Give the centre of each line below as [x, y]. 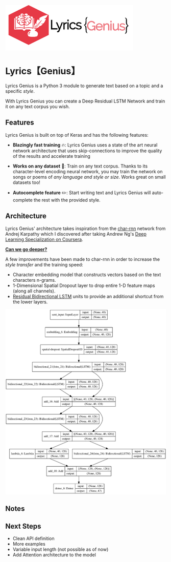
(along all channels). [34, 291]
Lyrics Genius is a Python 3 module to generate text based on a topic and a [84, 86]
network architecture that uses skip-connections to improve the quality [87, 151]
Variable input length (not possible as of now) [60, 549]
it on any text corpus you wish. [38, 106]
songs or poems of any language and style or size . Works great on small [89, 177]
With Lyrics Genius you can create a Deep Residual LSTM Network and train [85, 101]
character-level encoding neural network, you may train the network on [88, 171]
